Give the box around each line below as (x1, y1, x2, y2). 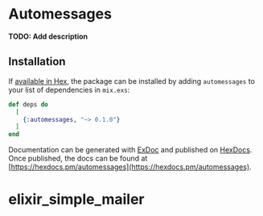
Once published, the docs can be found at (8, 154, 148, 164)
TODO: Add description (8, 31, 88, 41)
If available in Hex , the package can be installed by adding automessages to (8, 76, 256, 85)
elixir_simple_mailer (8, 190, 145, 209)
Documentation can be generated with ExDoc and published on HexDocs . (8, 145, 253, 155)
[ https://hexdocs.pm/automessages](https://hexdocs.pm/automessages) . (8, 162, 252, 172)
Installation (8, 55, 66, 69)
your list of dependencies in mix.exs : (8, 85, 130, 94)
